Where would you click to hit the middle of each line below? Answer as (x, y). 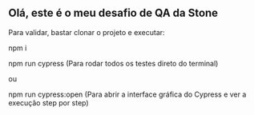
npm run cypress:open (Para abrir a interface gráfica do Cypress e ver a (127, 94)
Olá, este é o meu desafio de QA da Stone (113, 13)
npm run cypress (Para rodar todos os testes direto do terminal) (113, 63)
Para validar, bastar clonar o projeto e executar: (87, 32)
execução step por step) (49, 102)
